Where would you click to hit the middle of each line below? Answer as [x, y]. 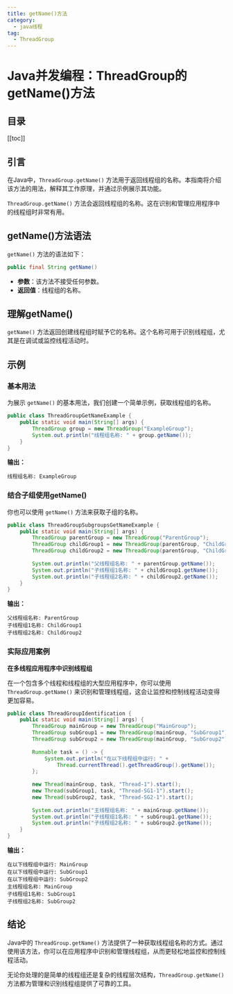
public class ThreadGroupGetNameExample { [69, 416]
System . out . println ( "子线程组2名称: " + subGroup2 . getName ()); [122, 823]
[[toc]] [16, 138]
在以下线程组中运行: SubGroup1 [48, 872]
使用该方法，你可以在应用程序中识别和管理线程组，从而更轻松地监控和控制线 [116, 951]
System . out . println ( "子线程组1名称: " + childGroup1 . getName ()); [125, 570]
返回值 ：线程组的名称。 [51, 290]
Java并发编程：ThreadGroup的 [97, 76]
